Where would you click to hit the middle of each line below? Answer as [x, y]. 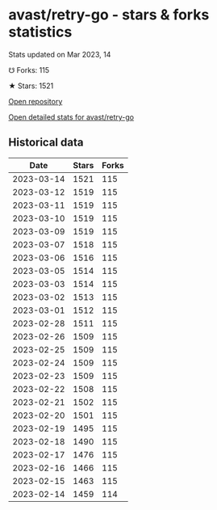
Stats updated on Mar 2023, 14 [60, 54]
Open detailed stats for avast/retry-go [71, 117]
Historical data [46, 143]
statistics [40, 32]
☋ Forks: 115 [29, 70]
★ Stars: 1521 [31, 86]
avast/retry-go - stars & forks [109, 15]
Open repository [35, 101]
